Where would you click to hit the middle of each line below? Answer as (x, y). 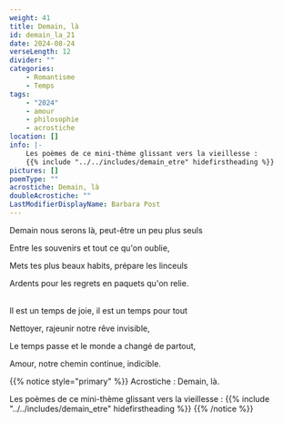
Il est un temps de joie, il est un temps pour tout (99, 310)
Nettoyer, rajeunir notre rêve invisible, (80, 328)
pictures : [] (34, 170)
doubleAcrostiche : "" (51, 196)
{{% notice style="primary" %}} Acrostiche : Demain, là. (115, 381)
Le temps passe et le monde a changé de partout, (103, 346)
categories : (32, 69)
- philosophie (52, 119)
